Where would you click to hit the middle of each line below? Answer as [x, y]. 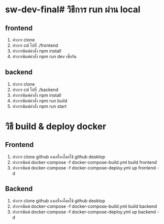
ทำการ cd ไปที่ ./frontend [35, 45]
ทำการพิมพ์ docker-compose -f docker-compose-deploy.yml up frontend [84, 168]
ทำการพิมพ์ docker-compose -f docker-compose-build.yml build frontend [84, 162]
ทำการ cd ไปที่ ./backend [35, 90]
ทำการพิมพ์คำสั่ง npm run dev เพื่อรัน [44, 56]
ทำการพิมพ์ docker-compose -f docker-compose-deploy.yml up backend [84, 212]
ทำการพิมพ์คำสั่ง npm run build [40, 100]
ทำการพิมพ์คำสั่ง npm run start [39, 106]
